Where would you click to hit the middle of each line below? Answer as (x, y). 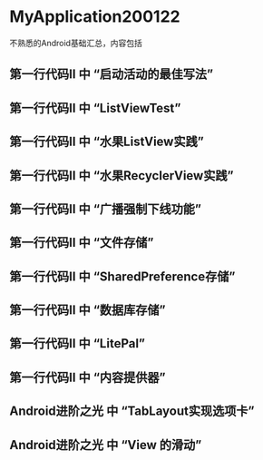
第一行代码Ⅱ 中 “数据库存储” (88, 310)
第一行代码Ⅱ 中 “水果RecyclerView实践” (122, 176)
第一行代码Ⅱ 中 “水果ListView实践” (107, 142)
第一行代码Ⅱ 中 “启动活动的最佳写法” (112, 74)
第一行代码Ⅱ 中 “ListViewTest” (95, 108)
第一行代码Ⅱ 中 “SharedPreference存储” (122, 276)
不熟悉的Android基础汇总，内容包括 (76, 43)
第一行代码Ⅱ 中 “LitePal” (78, 343)
